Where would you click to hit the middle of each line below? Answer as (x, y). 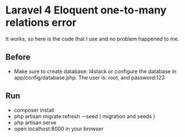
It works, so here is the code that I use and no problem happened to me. (92, 39)
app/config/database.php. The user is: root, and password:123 (89, 77)
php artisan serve (35, 122)
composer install (34, 110)
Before (18, 57)
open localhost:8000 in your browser (59, 129)
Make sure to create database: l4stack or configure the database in (95, 71)
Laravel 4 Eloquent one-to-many (86, 10)
